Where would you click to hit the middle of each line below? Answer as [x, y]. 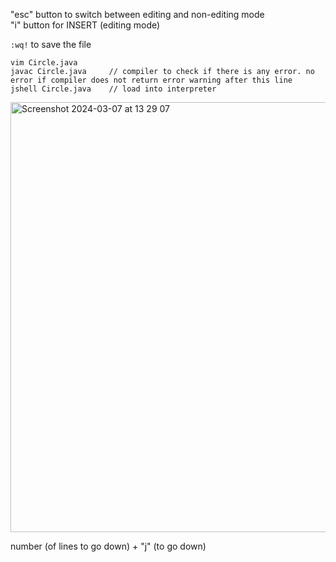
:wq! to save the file [51, 44]
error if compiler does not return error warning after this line [151, 80]
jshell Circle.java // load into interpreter [113, 89]
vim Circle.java [44, 63]
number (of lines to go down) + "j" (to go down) [108, 546]
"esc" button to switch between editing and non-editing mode [137, 14]
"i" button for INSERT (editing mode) [85, 25]
